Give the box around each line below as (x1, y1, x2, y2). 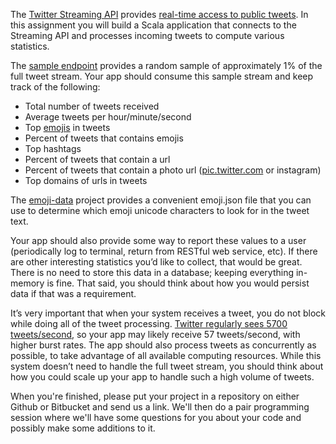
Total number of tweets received (24, 100, 160, 112)
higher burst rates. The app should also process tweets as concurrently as (10, 339, 317, 351)
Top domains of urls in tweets (24, 175, 148, 186)
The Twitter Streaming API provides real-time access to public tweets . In (10, 9, 309, 20)
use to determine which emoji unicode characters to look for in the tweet (10, 205, 310, 216)
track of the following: (10, 81, 101, 93)
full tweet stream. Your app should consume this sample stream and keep (10, 70, 314, 82)
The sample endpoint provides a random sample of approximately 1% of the (10, 60, 323, 71)
